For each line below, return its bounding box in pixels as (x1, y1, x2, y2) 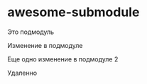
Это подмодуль (7, 28, 55, 36)
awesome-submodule (7, 4, 140, 20)
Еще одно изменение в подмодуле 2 (7, 54, 119, 64)
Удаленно (7, 68, 38, 77)
